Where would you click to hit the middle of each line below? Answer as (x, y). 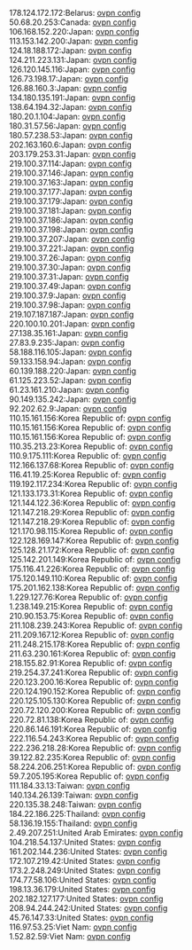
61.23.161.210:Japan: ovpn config (69, 390)
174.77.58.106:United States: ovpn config (83, 880)
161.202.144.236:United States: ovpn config (88, 852)
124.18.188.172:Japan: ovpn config (71, 51)
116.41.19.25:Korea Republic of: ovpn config (88, 475)
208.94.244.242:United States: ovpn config (88, 908)
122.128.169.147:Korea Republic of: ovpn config (94, 541)
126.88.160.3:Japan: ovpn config (68, 88)
